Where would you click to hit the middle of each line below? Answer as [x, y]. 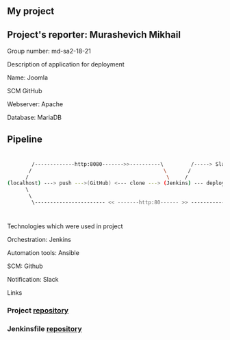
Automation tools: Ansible [43, 253]
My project [31, 11]
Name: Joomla [28, 77]
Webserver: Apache [35, 104]
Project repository [38, 311]
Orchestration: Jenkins [39, 240]
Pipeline [25, 139]
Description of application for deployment [66, 64]
